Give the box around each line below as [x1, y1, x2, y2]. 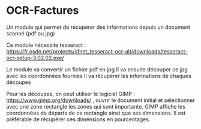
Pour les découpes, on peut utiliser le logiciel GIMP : [6, 90, 135, 97]
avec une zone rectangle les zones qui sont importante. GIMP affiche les [6, 103, 186, 110]
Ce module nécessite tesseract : [6, 41, 86, 49]
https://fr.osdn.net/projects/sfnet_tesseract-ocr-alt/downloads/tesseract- [6, 47, 188, 55]
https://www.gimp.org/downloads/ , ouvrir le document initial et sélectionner [6, 97, 195, 104]
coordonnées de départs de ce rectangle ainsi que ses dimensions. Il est [6, 109, 186, 116]
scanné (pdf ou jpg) [6, 29, 55, 37]
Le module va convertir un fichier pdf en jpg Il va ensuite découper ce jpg [6, 65, 188, 73]
